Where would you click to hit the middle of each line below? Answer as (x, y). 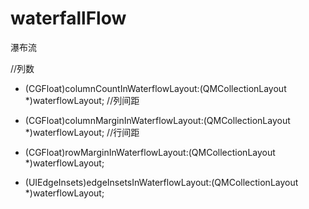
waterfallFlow (68, 18)
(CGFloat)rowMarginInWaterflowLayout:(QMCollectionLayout (150, 152)
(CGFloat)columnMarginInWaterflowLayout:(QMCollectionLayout (157, 120)
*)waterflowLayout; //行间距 (82, 132)
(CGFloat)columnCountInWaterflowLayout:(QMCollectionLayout (155, 88)
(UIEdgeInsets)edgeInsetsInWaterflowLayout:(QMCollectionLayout (161, 182)
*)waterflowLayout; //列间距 (82, 100)
